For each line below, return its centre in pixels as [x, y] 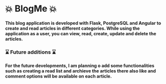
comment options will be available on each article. [58, 76]
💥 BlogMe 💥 [31, 9]
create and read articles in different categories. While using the [72, 28]
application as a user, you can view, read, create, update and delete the [81, 33]
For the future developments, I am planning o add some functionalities [80, 66]
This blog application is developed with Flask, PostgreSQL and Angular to [83, 23]
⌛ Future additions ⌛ [31, 52]
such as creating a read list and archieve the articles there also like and [81, 71]
